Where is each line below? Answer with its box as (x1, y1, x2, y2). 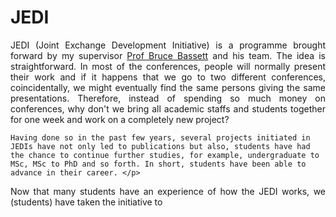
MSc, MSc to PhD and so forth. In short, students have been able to (10, 159, 307, 169)
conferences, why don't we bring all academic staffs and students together (10, 102, 326, 115)
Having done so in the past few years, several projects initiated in (10, 132, 311, 143)
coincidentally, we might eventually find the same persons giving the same (10, 81, 326, 93)
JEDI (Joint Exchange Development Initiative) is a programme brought (10, 39, 326, 51)
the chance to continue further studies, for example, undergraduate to (10, 150, 320, 160)
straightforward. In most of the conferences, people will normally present (10, 60, 326, 72)
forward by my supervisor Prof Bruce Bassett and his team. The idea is (10, 49, 327, 61)
